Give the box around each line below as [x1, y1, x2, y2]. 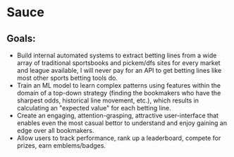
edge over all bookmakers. [16, 127, 94, 134]
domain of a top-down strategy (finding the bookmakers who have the [16, 89, 221, 97]
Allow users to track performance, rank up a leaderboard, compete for [16, 134, 221, 142]
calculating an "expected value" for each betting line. [16, 104, 172, 112]
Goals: [6, 33, 36, 45]
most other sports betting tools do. [16, 74, 118, 82]
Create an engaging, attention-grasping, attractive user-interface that [16, 111, 219, 120]
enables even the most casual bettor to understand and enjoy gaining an [16, 119, 227, 127]
